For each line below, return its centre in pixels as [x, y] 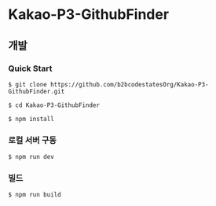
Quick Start [30, 68]
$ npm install [31, 119]
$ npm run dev [31, 157]
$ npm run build [35, 195]
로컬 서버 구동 [33, 140]
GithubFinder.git [37, 91]
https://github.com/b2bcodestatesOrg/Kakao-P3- [130, 84]
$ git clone [27, 84]
